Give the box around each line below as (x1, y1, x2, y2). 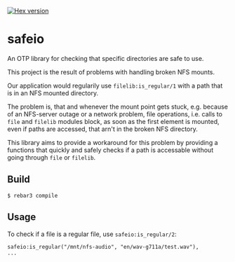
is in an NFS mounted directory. (7, 88, 99, 97)
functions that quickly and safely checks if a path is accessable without (7, 146, 214, 154)
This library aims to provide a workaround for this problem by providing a (7, 138, 219, 146)
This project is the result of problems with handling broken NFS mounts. (7, 67, 215, 76)
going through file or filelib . (7, 153, 96, 161)
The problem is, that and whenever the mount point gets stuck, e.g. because (7, 102, 228, 111)
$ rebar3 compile (7, 192, 58, 199)
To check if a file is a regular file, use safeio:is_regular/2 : (7, 230, 177, 238)
